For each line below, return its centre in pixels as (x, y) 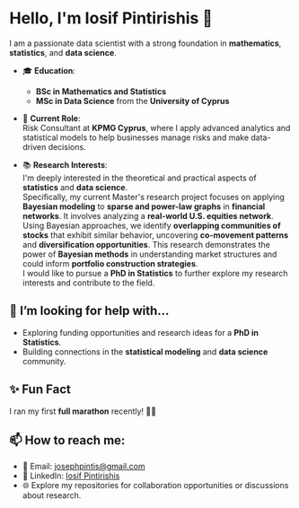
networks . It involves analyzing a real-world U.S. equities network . (148, 215)
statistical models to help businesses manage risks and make (136, 137)
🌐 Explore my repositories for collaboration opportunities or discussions (155, 486)
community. (44, 361)
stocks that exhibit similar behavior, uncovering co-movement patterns (155, 235)
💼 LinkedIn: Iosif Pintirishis (71, 476)
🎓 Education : (49, 70)
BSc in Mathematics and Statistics (101, 91)
